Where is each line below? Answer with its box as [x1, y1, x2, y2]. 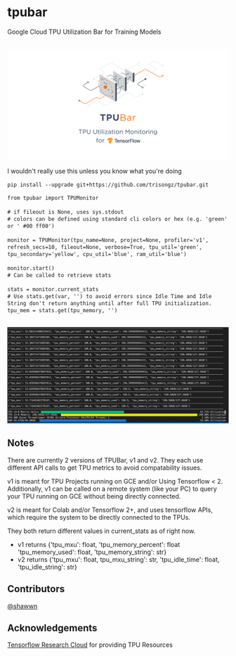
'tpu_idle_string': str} [17, 562, 77, 571]
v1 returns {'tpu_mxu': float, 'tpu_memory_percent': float [17, 540, 181, 548]
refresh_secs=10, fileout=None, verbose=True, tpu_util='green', [7, 243, 202, 250]
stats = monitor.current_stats [7, 285, 99, 292]
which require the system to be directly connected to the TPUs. [7, 513, 191, 521]
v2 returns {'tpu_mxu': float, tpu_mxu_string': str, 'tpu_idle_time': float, [17, 555, 220, 563]
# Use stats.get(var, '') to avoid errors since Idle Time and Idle [7, 292, 212, 300]
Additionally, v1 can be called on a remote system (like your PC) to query [7, 484, 218, 493]
